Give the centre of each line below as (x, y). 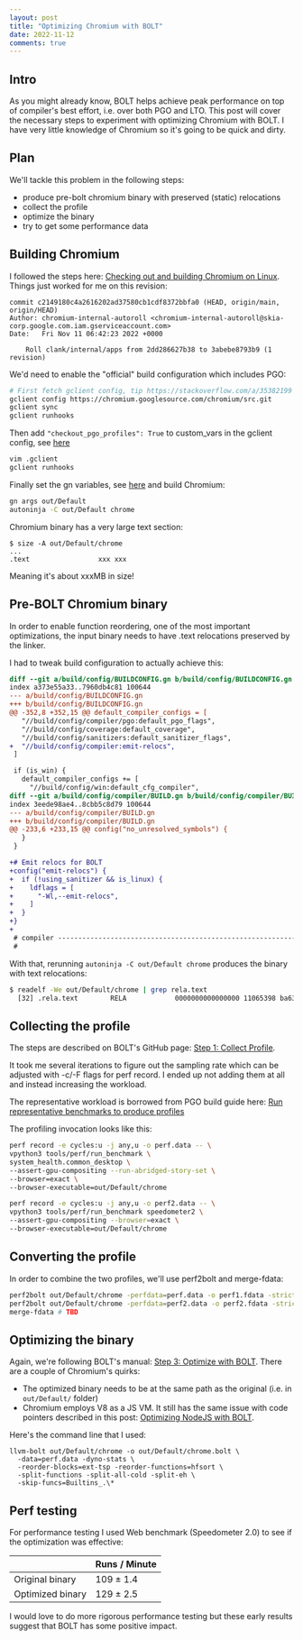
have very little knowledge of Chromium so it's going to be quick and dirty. (147, 130)
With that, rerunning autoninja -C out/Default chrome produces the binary (149, 963)
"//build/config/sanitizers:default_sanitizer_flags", (126, 738)
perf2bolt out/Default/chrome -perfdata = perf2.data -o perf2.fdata (139, 1304)
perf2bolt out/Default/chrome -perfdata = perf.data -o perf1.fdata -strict (153, 1295)
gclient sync (34, 408)
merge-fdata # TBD (44, 1312)
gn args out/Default (48, 501)
